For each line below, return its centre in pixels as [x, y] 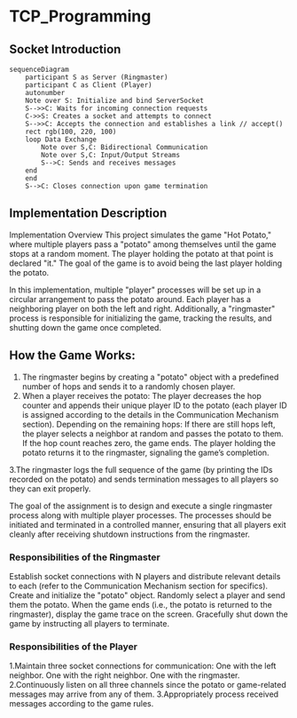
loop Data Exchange [61, 140]
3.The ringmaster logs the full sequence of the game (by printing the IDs [141, 469]
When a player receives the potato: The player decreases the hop [141, 395]
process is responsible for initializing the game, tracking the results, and [141, 318]
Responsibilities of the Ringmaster [85, 557]
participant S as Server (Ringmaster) [97, 77]
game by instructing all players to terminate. [90, 623]
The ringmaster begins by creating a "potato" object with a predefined [150, 377]
